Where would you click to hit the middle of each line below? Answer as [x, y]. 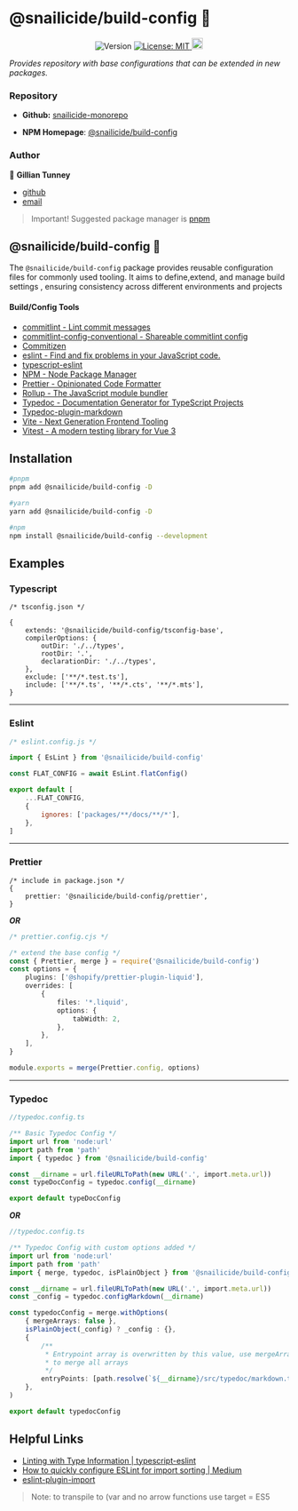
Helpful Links [47, 1439]
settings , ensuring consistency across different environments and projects [146, 287]
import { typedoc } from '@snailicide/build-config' [109, 1158]
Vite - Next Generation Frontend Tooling [95, 421]
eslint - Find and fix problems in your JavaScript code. [121, 355]
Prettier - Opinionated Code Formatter [91, 383]
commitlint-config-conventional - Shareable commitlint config [135, 336]
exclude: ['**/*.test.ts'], [77, 677]
